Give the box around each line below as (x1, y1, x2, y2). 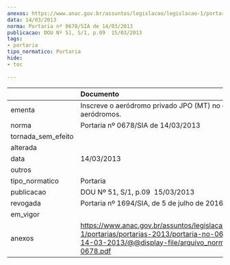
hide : (7, 55, 23, 62)
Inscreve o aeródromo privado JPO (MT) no (80, 101, 221, 110)
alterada (10, 142, 38, 152)
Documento (80, 89, 120, 99)
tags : (7, 36, 23, 42)
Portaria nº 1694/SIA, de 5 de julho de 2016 (80, 198, 224, 207)
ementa (10, 105, 36, 114)
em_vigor (10, 210, 40, 219)
